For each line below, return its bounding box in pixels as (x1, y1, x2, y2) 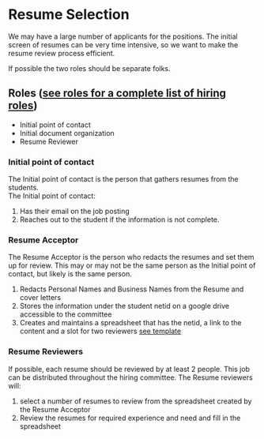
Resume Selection (8, 6, 130, 24)
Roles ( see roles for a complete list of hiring (8, 87, 227, 100)
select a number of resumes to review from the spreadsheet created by (19, 396, 252, 406)
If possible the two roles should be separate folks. (8, 63, 172, 73)
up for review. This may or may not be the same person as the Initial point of (8, 261, 256, 270)
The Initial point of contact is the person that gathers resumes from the (8, 174, 239, 184)
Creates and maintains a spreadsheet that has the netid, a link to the (19, 318, 243, 328)
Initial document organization (19, 128, 115, 137)
